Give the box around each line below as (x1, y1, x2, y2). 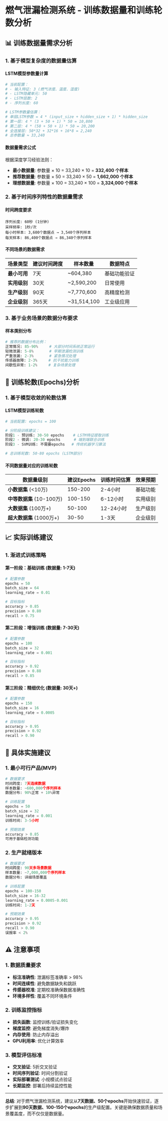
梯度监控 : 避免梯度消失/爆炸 (12, 1025, 69, 1031)
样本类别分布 (5, 328, 31, 334)
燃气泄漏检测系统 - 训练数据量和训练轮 (5, 5, 162, 16)
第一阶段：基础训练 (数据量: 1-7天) (5, 565, 76, 571)
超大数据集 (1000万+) (7, 515, 59, 522)
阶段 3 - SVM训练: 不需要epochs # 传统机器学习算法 (5, 442, 106, 447)
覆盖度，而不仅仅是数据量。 (9, 1110, 66, 1116)
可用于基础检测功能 (5, 836, 39, 842)
